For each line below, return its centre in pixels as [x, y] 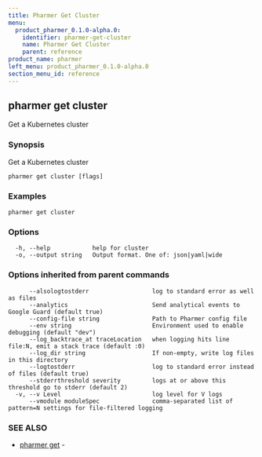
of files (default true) [49, 374]
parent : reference [52, 52]
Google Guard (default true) [56, 312]
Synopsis [26, 144]
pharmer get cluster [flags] [56, 176]
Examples [27, 196]
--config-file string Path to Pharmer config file [138, 319]
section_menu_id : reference [54, 74]
